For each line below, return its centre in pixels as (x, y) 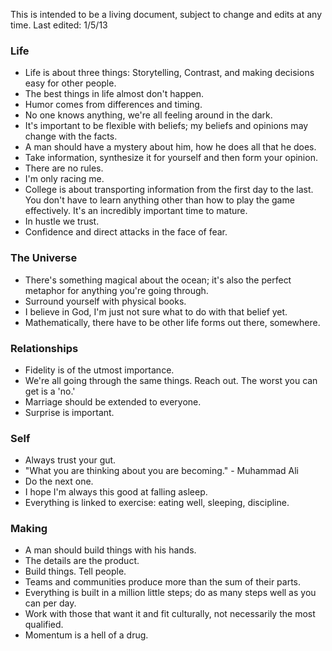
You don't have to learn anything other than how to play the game (159, 200)
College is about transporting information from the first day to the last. (169, 190)
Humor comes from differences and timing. (113, 105)
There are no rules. (64, 168)
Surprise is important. (69, 412)
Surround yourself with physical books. (105, 301)
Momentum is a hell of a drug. (86, 635)
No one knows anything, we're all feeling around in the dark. (148, 115)
